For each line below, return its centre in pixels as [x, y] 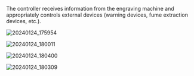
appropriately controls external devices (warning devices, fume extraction [97, 15]
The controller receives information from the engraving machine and [90, 9]
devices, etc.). [24, 21]
